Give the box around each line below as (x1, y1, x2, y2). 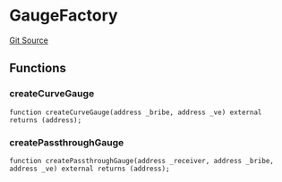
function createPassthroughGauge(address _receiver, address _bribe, (9, 156, 275, 165)
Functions (9, 61, 67, 76)
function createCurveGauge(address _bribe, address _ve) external (9, 108, 262, 117)
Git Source (9, 35, 49, 45)
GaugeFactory (9, 5, 118, 26)
